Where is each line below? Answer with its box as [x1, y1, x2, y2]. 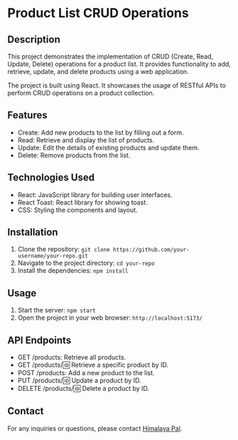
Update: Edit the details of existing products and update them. [17, 143, 200, 152]
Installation [7, 226, 58, 239]
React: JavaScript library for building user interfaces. [17, 190, 173, 199]
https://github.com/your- [112, 246, 190, 253]
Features [7, 109, 48, 122]
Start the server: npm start [17, 306, 96, 315]
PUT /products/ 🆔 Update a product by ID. [17, 376, 141, 385]
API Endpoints [7, 334, 72, 346]
